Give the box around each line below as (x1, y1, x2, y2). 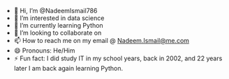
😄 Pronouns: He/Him (13, 46, 75, 55)
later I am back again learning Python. (13, 64, 124, 72)
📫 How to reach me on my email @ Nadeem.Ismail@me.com (13, 37, 190, 44)
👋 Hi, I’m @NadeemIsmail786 (13, 7, 98, 15)
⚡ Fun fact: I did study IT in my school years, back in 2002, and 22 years (13, 54, 223, 62)
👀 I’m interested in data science (13, 14, 105, 22)
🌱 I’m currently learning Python (13, 21, 103, 29)
